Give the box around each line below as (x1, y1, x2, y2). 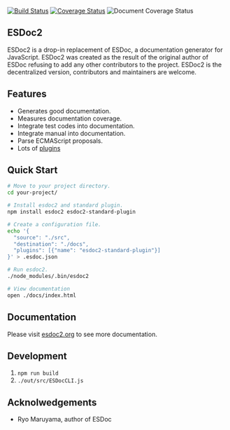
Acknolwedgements (7, 396, 97, 408)
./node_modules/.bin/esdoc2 (7, 273, 89, 280)
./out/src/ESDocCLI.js (17, 377, 84, 384)
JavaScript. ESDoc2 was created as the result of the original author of (7, 53, 208, 61)
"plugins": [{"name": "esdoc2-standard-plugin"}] (13, 247, 161, 254)
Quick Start (7, 165, 58, 176)
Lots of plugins (17, 144, 61, 152)
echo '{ (7, 228, 30, 235)
